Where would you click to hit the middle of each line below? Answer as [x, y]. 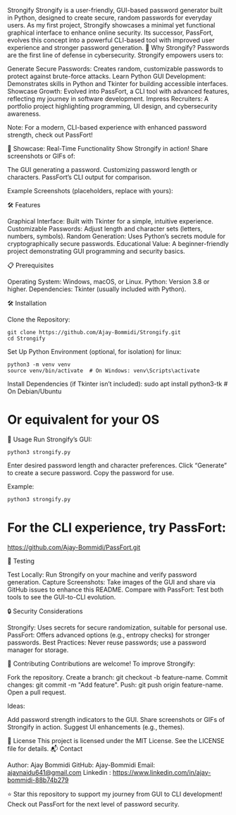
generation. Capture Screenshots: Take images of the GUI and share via [112, 582]
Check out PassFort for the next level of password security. [93, 804]
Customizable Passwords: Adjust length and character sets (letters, [105, 229]
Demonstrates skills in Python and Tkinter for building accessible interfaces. [118, 84]
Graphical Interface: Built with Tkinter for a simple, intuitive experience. [110, 221]
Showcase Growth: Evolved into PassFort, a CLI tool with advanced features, [118, 91]
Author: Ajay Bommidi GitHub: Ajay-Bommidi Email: [81, 765]
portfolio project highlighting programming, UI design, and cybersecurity [112, 106]
